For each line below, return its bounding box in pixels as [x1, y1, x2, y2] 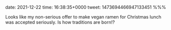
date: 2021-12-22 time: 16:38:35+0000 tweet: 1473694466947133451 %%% [5, 4, 166, 10]
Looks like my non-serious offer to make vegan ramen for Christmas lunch [5, 14, 162, 19]
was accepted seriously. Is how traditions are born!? [5, 19, 115, 25]
